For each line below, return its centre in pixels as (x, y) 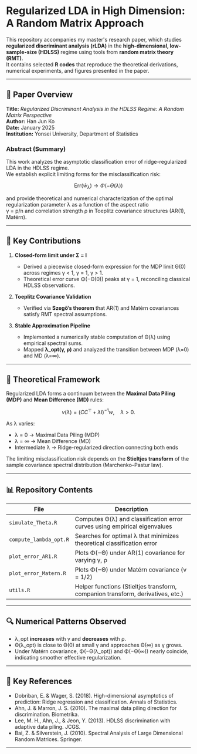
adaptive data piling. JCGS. (47, 726)
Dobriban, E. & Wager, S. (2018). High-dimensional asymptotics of (94, 695)
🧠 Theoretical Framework (53, 380)
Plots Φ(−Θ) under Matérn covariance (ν (131, 569)
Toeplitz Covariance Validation (53, 296)
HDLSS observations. (49, 285)
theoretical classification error (116, 543)
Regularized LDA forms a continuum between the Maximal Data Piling (91, 394)
